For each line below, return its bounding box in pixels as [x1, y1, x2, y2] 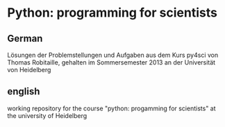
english [7, 85, 40, 98]
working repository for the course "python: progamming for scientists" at [7, 104, 217, 112]
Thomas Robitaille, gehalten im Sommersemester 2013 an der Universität [7, 58, 216, 67]
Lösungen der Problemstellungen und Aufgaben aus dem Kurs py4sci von [7, 51, 219, 59]
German [7, 33, 43, 44]
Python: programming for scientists [7, 5, 217, 21]
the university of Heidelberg [7, 111, 87, 119]
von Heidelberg [7, 66, 51, 74]
